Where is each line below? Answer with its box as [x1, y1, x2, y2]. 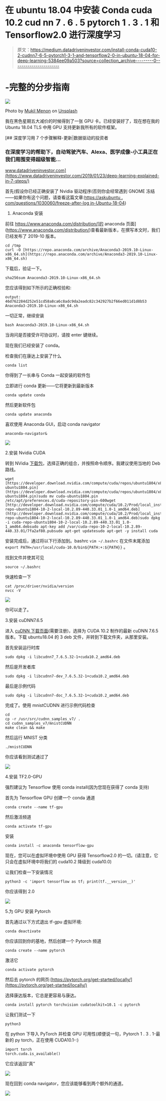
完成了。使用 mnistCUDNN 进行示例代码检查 [5, 702, 95, 708]
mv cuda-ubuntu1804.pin [49, 494, 98, 499]
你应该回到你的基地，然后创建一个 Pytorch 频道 [5, 938, 102, 944]
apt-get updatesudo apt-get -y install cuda [65, 529, 158, 534]
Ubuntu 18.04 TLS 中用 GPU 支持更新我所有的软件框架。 [5, 124, 120, 130]
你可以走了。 [5, 607, 31, 613]
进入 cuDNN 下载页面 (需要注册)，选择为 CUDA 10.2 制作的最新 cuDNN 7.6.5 [5, 628, 159, 634]
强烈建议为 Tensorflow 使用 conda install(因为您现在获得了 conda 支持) [5, 784, 150, 790]
